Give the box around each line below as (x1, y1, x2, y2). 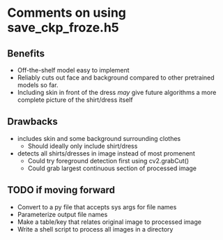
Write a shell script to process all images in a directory (17, 225, 174, 233)
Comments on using (7, 5, 127, 21)
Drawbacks (7, 116, 58, 128)
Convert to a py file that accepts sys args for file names (17, 202, 177, 211)
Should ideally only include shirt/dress (27, 142, 138, 150)
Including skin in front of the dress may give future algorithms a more (17, 89, 217, 96)
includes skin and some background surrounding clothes (17, 134, 181, 142)
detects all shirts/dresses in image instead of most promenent (17, 149, 195, 158)
